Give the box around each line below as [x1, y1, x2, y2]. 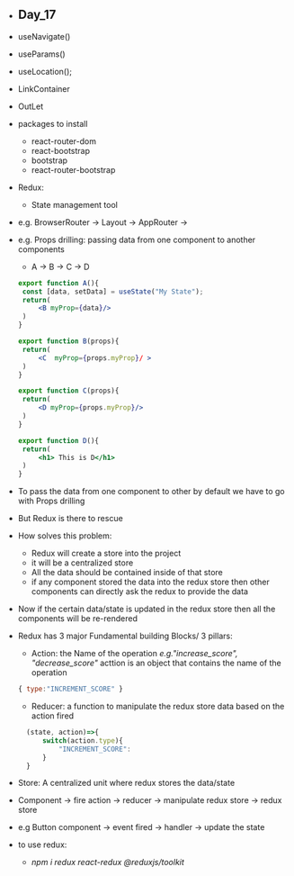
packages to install [17, 118, 88, 129]
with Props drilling [17, 495, 85, 507]
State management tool [31, 199, 119, 210]
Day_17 [17, 7, 57, 23]
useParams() [17, 49, 66, 59]
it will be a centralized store [31, 557, 134, 568]
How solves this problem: [17, 530, 112, 541]
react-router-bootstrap [31, 164, 116, 175]
